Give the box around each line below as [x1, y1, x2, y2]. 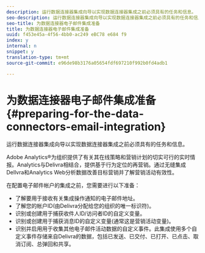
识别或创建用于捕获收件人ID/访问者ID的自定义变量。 [15, 210, 146, 217]
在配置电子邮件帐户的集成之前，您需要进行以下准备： [6, 182, 140, 189]
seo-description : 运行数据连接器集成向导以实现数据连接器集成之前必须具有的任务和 [6, 15, 194, 21]
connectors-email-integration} [6, 119, 166, 134]
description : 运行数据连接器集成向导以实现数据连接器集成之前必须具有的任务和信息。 [6, 9, 196, 15]
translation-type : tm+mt [6, 54, 70, 60]
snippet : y [6, 49, 34, 55]
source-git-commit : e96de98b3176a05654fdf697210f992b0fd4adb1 [6, 60, 168, 66]
